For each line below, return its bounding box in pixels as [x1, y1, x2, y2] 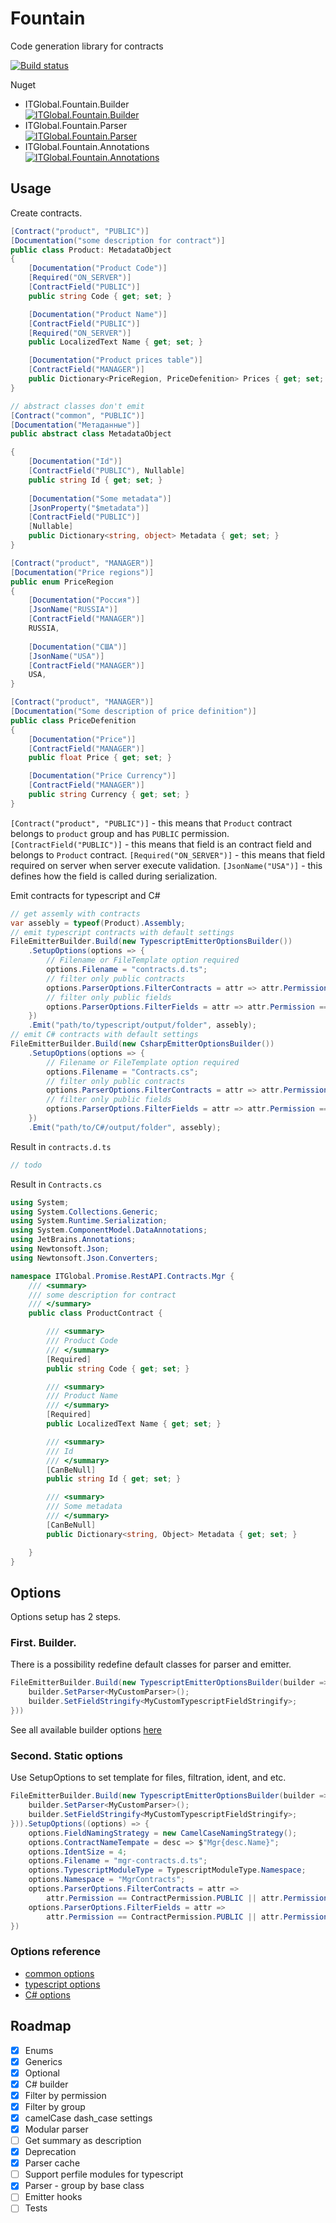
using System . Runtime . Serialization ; [10, 1216, 168, 1226]
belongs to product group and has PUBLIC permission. [10, 827, 230, 839]
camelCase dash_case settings [24, 2112, 153, 2124]
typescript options [24, 1978, 101, 1990]
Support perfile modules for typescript [24, 2168, 184, 2181]
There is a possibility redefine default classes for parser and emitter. [10, 1658, 292, 1671]
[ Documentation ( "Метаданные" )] [10, 420, 141, 430]
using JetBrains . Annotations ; [10, 1235, 137, 1245]
